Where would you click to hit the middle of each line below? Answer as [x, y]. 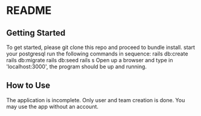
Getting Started [36, 33]
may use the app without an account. [52, 106]
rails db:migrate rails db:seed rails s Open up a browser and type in [90, 60]
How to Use [28, 85]
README [29, 11]
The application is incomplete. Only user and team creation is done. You [96, 100]
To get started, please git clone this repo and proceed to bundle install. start [101, 47]
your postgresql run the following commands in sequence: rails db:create [97, 54]
